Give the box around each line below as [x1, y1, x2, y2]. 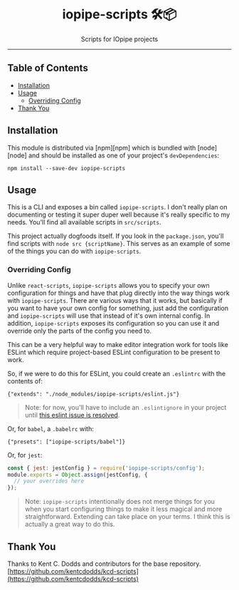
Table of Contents [7, 62, 89, 74]
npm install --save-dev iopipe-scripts [7, 165, 126, 172]
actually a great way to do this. [24, 520, 115, 529]
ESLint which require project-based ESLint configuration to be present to [7, 348, 221, 356]
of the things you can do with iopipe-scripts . [7, 247, 142, 256]
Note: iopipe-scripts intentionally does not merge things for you [24, 497, 216, 506]
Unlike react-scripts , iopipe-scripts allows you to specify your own [7, 281, 210, 289]
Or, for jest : [7, 450, 43, 459]
